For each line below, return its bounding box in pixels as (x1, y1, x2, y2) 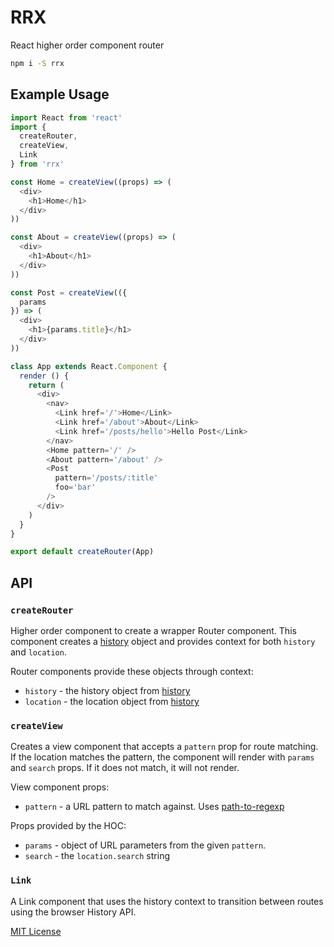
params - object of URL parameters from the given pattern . (24, 839, 267, 851)
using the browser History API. (10, 906, 137, 918)
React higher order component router (10, 39, 165, 51)
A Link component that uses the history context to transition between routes (10, 895, 324, 907)
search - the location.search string (24, 850, 170, 862)
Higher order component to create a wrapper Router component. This (10, 624, 297, 636)
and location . (10, 646, 67, 658)
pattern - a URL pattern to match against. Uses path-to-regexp (24, 801, 285, 813)
